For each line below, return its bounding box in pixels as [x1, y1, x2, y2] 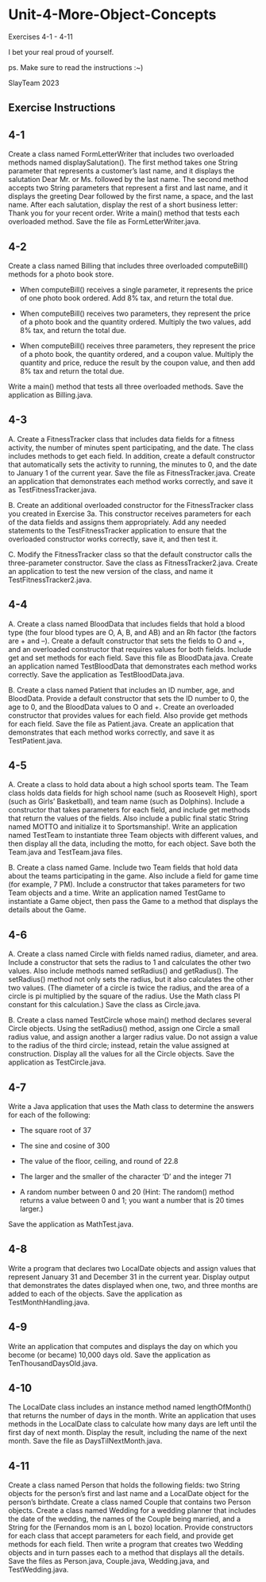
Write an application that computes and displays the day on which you [8, 1341, 238, 1351]
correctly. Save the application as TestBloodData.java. [8, 669, 185, 679]
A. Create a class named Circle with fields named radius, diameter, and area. [8, 949, 259, 959]
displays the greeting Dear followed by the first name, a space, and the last [8, 192, 254, 201]
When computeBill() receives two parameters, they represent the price [19, 308, 251, 318]
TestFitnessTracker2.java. [8, 575, 92, 584]
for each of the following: [8, 1111, 91, 1120]
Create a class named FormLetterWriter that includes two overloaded [8, 149, 234, 159]
